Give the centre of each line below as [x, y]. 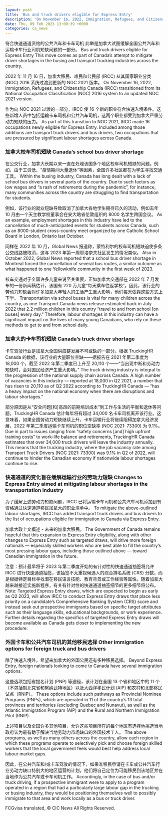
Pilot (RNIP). [18, 716]
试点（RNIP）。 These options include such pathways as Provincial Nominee [83, 694]
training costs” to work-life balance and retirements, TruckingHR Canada [80, 437]
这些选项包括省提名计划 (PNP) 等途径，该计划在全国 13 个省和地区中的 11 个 [82, 682]
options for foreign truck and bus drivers [55, 649]
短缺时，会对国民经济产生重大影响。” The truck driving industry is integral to [83, 369]
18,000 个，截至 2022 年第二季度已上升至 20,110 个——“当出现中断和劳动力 [82, 363]
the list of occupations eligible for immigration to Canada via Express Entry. [82, 519]
